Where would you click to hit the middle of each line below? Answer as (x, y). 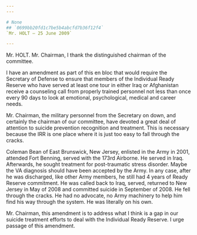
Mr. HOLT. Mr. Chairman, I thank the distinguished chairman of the (86, 55)
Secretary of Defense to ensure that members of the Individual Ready (90, 79)
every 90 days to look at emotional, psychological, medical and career (91, 98)
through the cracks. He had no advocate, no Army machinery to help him (94, 196)
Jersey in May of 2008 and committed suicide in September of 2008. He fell (98, 190)
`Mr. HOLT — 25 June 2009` (39, 33)
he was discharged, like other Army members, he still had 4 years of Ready (97, 177)
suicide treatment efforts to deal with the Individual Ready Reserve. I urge (95, 220)
